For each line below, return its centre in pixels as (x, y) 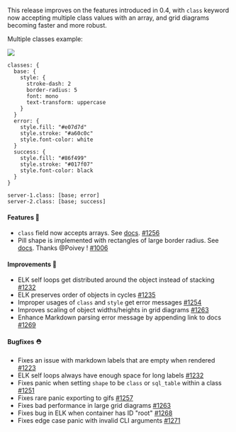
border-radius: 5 (52, 90)
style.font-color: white (57, 140)
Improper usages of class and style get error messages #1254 (109, 302)
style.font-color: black (57, 171)
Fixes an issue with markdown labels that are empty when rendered (116, 360)
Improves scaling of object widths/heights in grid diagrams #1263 (113, 310)
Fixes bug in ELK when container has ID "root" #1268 (95, 413)
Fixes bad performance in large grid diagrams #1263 (94, 405)
